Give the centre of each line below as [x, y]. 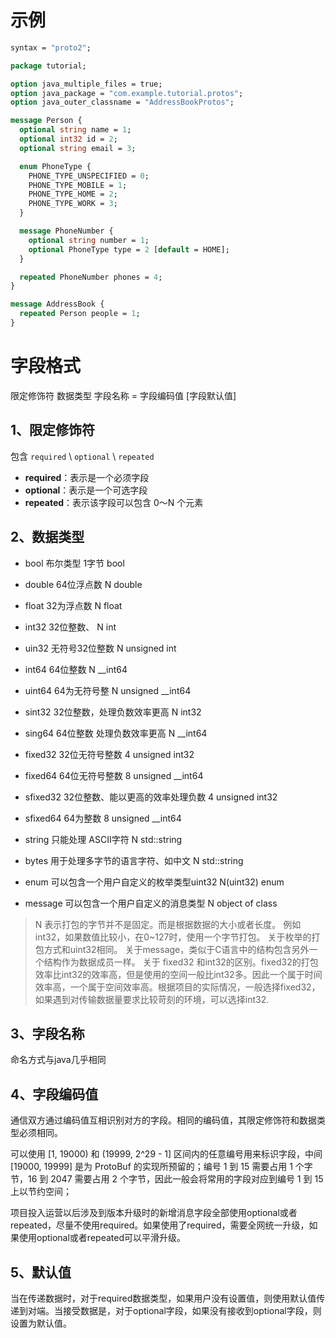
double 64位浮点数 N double [83, 584]
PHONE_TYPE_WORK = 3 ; [73, 204]
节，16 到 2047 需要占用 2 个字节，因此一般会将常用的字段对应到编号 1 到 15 [167, 1179]
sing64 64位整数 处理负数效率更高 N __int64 [116, 733]
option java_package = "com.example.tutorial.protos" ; [127, 93]
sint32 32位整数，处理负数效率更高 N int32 [113, 712]
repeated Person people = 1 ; [80, 314]
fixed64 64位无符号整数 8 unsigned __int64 [114, 775]
